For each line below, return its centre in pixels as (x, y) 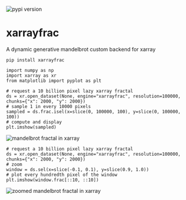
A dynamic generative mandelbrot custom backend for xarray (81, 49)
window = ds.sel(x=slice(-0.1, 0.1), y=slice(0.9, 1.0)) (78, 169)
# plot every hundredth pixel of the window (62, 175)
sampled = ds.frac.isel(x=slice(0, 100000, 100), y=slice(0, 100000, (94, 112)
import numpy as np (30, 70)
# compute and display (34, 122)
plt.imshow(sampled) (32, 127)
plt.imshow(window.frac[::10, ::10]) (53, 180)
